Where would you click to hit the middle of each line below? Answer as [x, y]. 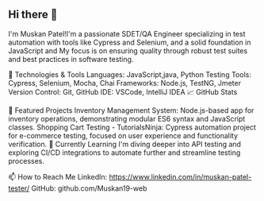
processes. [27, 160]
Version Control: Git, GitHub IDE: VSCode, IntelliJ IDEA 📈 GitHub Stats [123, 91]
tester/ [19, 188]
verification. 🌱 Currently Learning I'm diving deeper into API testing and [125, 144]
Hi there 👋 [33, 15]
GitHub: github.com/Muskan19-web [89, 188]
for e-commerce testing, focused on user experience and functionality [123, 135]
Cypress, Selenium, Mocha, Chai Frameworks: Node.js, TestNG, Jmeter [125, 83]
